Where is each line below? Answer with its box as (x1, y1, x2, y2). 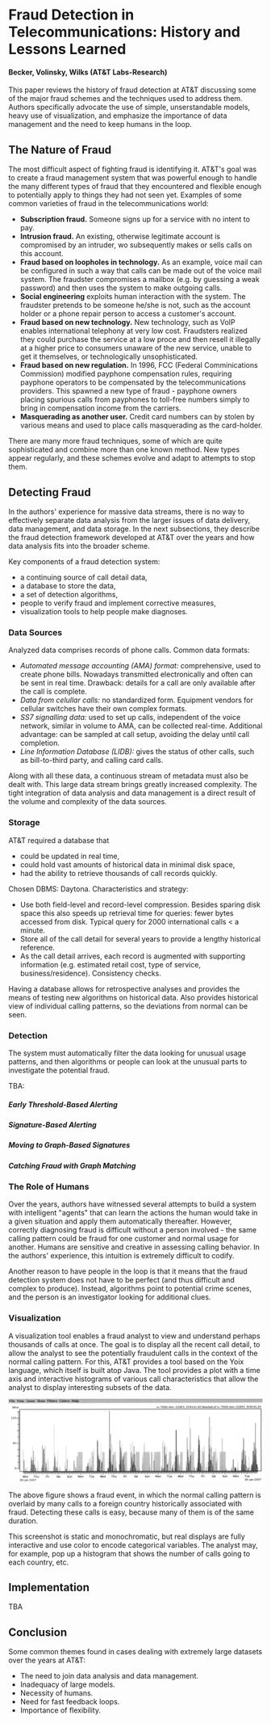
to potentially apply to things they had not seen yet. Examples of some (8, 190, 242, 200)
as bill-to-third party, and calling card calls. (19, 756, 164, 765)
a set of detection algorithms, (19, 590, 119, 600)
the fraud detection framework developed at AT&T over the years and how (8, 533, 255, 542)
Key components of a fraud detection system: (8, 557, 161, 567)
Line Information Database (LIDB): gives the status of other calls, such (19, 747, 255, 756)
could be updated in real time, (19, 851, 119, 861)
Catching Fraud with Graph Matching (8, 1161, 136, 1170)
